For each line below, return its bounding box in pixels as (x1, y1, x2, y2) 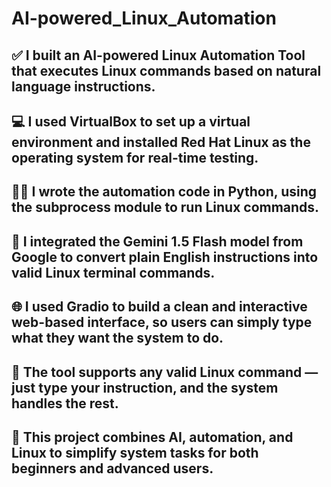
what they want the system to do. (11, 330, 224, 347)
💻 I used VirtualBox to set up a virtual (11, 113, 251, 130)
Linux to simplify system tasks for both (11, 444, 259, 461)
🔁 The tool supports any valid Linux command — (11, 363, 319, 381)
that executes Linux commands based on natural (11, 62, 322, 79)
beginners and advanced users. (11, 460, 214, 477)
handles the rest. (11, 395, 119, 412)
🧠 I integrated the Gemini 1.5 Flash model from (11, 233, 304, 250)
